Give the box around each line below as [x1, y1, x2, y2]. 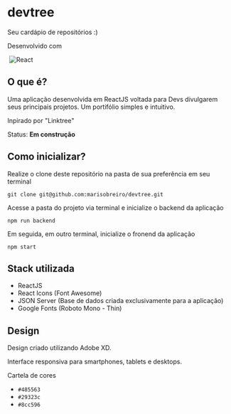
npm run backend [7, 217, 55, 224]
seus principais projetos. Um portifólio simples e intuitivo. [7, 102, 176, 111]
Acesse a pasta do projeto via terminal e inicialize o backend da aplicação [7, 203, 224, 212]
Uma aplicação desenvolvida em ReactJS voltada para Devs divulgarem [7, 95, 218, 103]
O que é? [7, 76, 48, 88]
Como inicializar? [7, 151, 87, 163]
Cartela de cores [7, 371, 57, 380]
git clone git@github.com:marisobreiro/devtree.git [7, 191, 163, 198]
